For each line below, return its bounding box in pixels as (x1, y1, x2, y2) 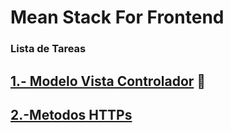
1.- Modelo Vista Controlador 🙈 (10, 72, 207, 90)
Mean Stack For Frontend (10, 6, 225, 29)
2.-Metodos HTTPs (10, 106, 133, 123)
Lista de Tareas (10, 42, 87, 56)
